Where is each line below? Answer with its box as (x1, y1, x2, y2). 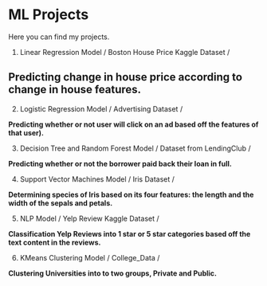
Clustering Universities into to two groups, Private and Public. (8, 268, 218, 278)
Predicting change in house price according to (8, 70, 243, 84)
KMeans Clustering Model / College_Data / (19, 253, 160, 262)
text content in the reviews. (8, 237, 101, 247)
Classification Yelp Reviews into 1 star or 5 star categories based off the (8, 229, 251, 238)
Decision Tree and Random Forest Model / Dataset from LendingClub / (19, 143, 251, 153)
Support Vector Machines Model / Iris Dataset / (19, 174, 175, 184)
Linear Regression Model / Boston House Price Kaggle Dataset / (19, 47, 230, 57)
